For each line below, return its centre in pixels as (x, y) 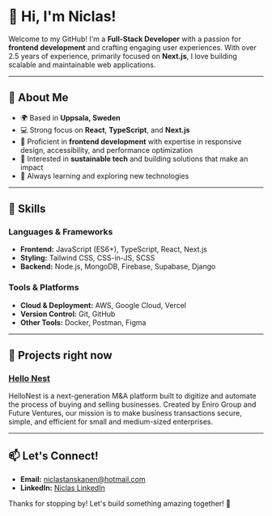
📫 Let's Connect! (53, 456)
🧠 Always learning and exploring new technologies (104, 176)
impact (32, 167)
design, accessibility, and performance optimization (106, 150)
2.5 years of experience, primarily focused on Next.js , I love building (123, 56)
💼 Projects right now (60, 355)
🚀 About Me (38, 97)
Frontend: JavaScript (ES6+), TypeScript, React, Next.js (114, 249)
